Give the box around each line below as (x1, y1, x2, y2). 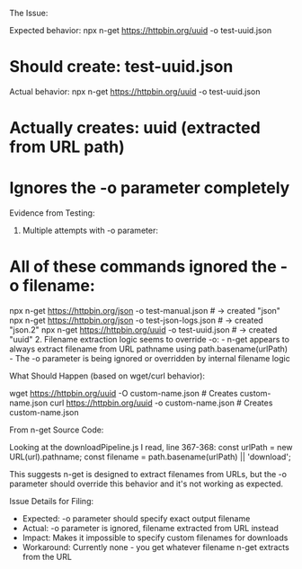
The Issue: (9, 8, 49, 18)
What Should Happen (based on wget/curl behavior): (9, 370, 205, 381)
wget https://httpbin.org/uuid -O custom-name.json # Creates (9, 388, 238, 398)
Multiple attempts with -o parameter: (22, 225, 159, 236)
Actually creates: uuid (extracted (9, 118, 261, 138)
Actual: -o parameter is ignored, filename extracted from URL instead (22, 523, 279, 533)
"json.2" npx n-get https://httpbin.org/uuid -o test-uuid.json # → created (9, 325, 278, 335)
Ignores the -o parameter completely (9, 178, 290, 199)
